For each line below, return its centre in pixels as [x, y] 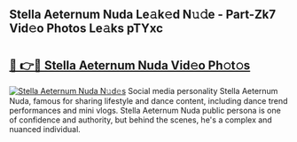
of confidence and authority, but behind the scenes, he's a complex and [141, 120]
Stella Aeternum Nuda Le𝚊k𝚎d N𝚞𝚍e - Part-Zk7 [143, 15]
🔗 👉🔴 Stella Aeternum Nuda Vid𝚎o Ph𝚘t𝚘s [130, 65]
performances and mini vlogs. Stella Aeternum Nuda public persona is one [145, 110]
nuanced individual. [45, 129]
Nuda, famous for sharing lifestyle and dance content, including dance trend [148, 101]
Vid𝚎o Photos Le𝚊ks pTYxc [86, 29]
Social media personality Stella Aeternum [203, 91]
